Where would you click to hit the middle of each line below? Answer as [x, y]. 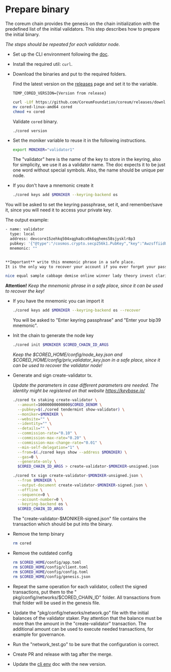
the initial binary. [23, 34]
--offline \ [30, 490]
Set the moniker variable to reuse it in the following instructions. [79, 140]
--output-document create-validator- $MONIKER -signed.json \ [82, 485]
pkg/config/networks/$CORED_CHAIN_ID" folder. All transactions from [87, 597]
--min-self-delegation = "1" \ [48, 447]
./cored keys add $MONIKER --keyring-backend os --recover [77, 310]
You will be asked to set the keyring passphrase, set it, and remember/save [84, 205]
